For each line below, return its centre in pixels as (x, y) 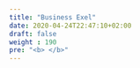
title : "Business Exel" (53, 17)
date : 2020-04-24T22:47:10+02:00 (70, 26)
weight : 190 (33, 42)
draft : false (33, 34)
